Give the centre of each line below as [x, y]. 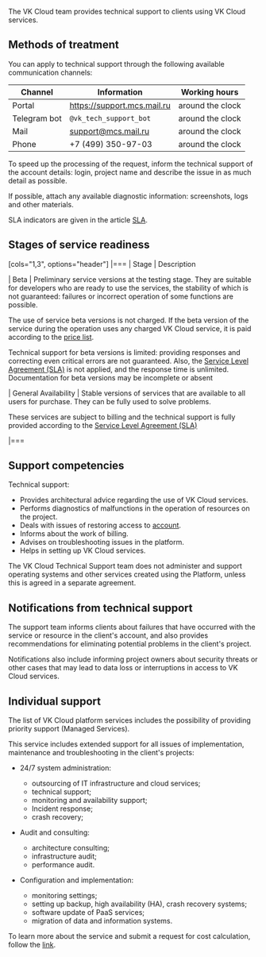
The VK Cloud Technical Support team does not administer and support [125, 566]
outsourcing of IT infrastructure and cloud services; [116, 783]
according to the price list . [51, 337]
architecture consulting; [70, 848]
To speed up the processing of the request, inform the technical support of [131, 164]
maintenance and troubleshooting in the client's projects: [101, 753]
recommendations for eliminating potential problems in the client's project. [130, 644]
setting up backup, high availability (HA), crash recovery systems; [139, 904]
